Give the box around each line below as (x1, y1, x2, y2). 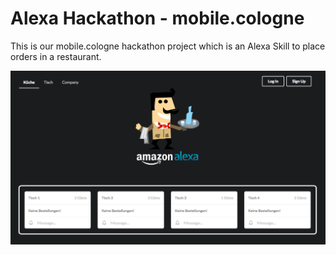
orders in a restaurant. (10, 50, 102, 62)
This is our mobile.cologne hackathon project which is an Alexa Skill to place (10, 40, 326, 52)
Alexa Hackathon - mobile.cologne (10, 7, 305, 30)
